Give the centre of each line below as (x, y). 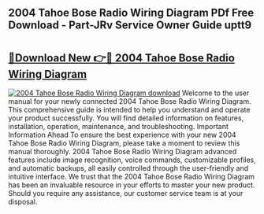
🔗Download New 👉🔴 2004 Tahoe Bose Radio (121, 58)
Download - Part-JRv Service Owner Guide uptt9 (130, 26)
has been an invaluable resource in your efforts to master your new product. (132, 185)
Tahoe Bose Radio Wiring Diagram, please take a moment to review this (124, 143)
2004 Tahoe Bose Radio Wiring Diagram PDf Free (131, 13)
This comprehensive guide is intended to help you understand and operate (129, 110)
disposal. (23, 201)
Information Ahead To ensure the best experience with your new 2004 (122, 135)
